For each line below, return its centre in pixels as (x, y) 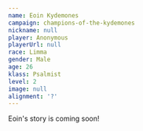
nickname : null (33, 30)
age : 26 (21, 67)
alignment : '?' (33, 96)
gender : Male (29, 60)
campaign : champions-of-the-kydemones (71, 23)
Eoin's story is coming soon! (54, 118)
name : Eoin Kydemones (44, 15)
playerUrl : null (35, 45)
